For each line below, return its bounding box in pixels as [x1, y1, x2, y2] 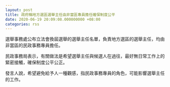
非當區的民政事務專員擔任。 [5, 42, 63, 49]
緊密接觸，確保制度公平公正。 [5, 59, 67, 66]
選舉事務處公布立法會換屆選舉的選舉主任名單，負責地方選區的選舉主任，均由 [5, 36, 165, 42]
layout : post [5, 7, 33, 13]
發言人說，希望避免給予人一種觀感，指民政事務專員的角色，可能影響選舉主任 [5, 70, 165, 76]
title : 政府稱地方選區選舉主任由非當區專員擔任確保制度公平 [5, 12, 115, 17]
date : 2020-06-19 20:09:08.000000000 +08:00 [5, 17, 101, 22]
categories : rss [5, 21, 39, 27]
